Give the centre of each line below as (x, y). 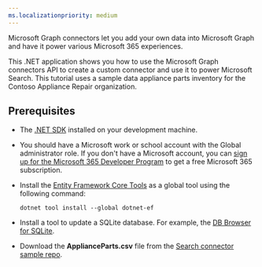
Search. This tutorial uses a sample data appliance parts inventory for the (127, 78)
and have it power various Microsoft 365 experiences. (96, 46)
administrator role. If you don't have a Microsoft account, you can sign (133, 153)
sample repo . (41, 254)
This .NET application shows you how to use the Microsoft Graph (113, 61)
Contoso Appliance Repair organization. (73, 86)
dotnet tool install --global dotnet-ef (87, 208)
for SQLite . (37, 231)
